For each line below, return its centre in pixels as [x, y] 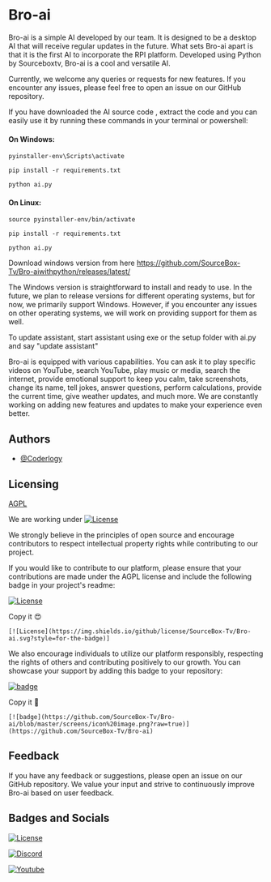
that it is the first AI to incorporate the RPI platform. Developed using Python [135, 54]
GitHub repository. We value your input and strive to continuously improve [131, 784]
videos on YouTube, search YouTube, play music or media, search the [125, 370]
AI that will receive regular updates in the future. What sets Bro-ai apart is [131, 45]
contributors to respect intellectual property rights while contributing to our [133, 543]
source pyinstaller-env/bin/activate [72, 220]
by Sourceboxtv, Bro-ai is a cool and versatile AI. [90, 63]
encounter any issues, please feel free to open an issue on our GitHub [125, 88]
